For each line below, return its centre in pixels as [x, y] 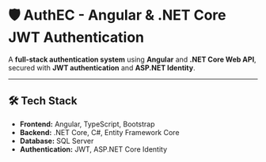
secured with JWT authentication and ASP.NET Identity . [102, 67]
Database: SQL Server [57, 141]
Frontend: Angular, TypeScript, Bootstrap [87, 124]
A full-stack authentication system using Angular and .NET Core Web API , [132, 59]
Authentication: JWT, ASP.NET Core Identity [93, 149]
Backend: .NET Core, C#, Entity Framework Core [99, 132]
